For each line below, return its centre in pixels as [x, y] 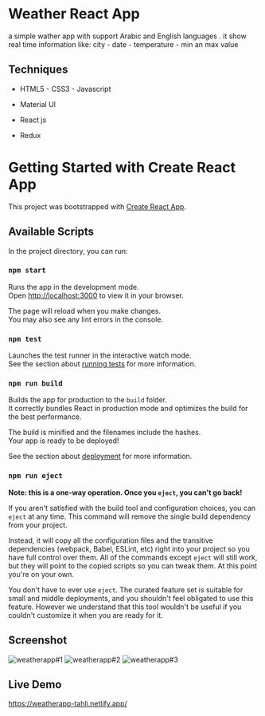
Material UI [38, 104]
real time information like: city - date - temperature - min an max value [123, 44]
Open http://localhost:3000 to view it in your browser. [96, 295]
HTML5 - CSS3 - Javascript [65, 89]
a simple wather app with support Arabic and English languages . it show [127, 36]
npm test [25, 339]
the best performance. [45, 417]
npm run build [35, 384]
